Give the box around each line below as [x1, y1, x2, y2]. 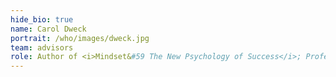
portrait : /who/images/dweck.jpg [10, 33, 150, 43]
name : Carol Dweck [10, 24, 87, 34]
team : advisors [10, 42, 74, 53]
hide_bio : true [10, 14, 74, 25]
